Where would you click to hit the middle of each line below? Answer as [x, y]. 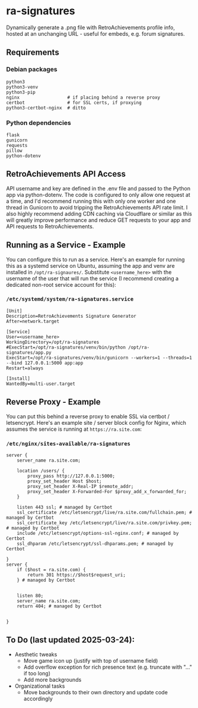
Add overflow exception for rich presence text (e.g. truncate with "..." [108, 667]
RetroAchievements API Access [66, 174]
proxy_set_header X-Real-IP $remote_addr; [81, 486]
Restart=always [25, 368]
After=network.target [33, 321]
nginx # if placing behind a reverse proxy [83, 97]
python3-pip [21, 92]
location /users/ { [41, 471]
